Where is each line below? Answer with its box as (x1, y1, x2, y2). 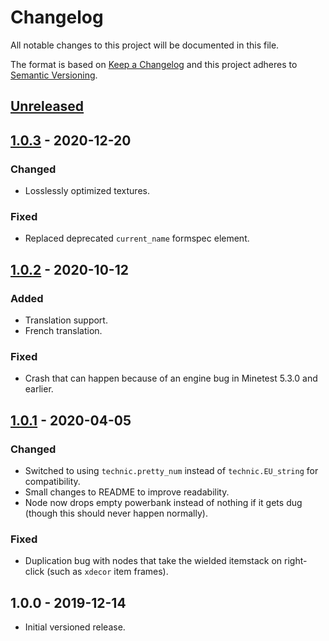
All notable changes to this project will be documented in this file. (10, 39, 280, 51)
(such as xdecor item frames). (46, 566, 169, 578)
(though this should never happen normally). (24, 507, 208, 519)
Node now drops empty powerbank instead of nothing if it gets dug (24, 496, 303, 508)
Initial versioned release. (24, 621, 126, 633)
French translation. (24, 325, 103, 336)
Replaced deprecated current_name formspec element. (24, 232, 250, 245)
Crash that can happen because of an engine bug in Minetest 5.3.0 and (24, 372, 318, 385)
